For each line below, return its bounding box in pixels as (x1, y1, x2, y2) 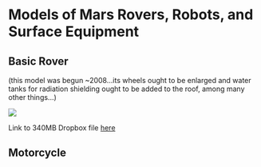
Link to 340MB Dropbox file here (8, 123, 116, 133)
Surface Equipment (8, 22, 140, 41)
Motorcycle (8, 146, 66, 160)
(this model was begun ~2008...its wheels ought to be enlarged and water (8, 76, 251, 85)
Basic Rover (8, 54, 69, 68)
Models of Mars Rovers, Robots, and (8, 6, 254, 24)
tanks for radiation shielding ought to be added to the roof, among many (8, 84, 245, 93)
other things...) (8, 93, 57, 101)
